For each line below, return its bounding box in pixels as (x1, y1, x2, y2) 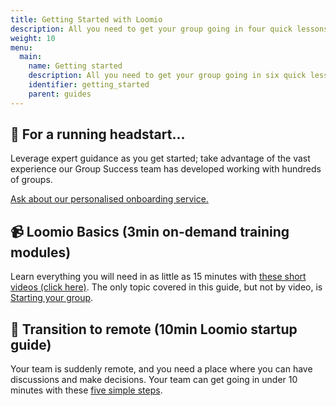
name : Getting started (28, 61, 123, 71)
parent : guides (28, 89, 92, 99)
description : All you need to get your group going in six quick (28, 71, 307, 81)
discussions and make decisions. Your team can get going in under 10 (10, 374, 298, 386)
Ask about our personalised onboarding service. (10, 193, 209, 205)
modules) (10, 244, 72, 261)
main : (19, 52, 43, 62)
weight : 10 (10, 33, 56, 43)
